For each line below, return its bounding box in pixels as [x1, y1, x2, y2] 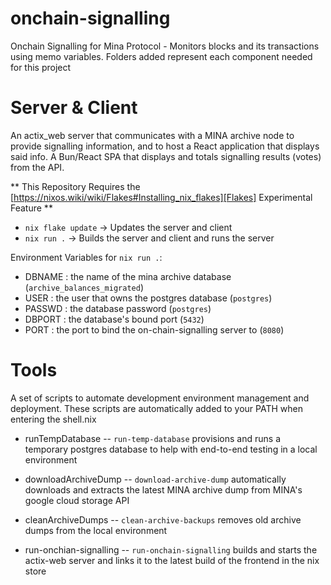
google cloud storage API [24, 494, 130, 506]
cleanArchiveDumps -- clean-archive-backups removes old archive [24, 513, 302, 526]
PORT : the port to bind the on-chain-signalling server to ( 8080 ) [24, 323, 285, 336]
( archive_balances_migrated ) [24, 281, 144, 293]
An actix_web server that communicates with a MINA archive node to [10, 129, 295, 141]
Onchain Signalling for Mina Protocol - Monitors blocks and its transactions [10, 40, 320, 52]
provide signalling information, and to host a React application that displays [10, 140, 320, 152]
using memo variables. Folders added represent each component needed [10, 50, 313, 62]
